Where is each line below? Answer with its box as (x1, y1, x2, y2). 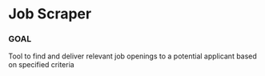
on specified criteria (8, 60, 74, 70)
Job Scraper (8, 5, 92, 23)
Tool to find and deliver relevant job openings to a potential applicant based (8, 51, 258, 61)
